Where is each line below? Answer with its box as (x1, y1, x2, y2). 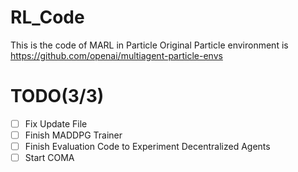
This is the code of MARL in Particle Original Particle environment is (10, 39, 289, 51)
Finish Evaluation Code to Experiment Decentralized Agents (24, 141, 271, 152)
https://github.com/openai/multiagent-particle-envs (10, 49, 223, 61)
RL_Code (10, 6, 85, 29)
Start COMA (24, 152, 75, 164)
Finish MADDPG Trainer (24, 129, 123, 141)
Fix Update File (24, 117, 88, 130)
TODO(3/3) (10, 85, 105, 108)
